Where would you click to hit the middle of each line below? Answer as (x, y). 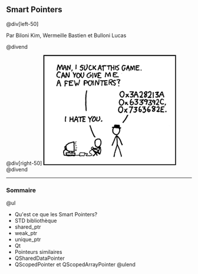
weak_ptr (26, 233)
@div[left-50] (22, 24)
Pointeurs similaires (38, 252)
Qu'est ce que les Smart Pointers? (56, 214)
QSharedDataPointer (39, 258)
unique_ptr (28, 240)
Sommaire (21, 190)
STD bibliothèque (36, 221)
